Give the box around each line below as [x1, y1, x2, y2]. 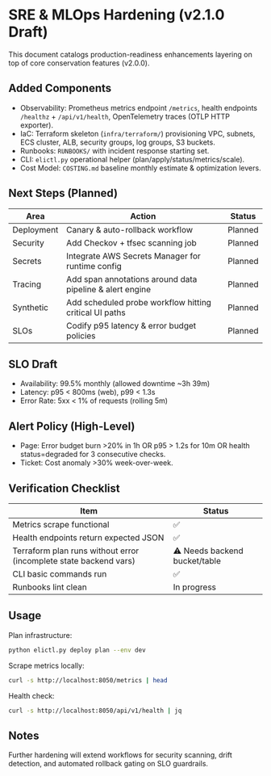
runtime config [65, 260, 123, 271]
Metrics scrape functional [12, 519, 110, 530]
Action [130, 210, 156, 221]
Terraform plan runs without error [12, 545, 140, 556]
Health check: [8, 690, 55, 700]
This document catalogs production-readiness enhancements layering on [8, 49, 252, 59]
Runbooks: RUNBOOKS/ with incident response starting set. [19, 145, 210, 155]
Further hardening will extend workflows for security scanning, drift [8, 750, 232, 760]
